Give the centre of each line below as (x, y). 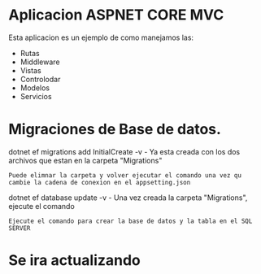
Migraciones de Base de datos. (115, 130)
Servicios (36, 96)
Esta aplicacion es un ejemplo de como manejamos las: (101, 37)
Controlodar (40, 79)
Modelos (35, 88)
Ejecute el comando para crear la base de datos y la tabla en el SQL (130, 221)
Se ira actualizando (74, 261)
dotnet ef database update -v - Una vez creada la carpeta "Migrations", (128, 198)
